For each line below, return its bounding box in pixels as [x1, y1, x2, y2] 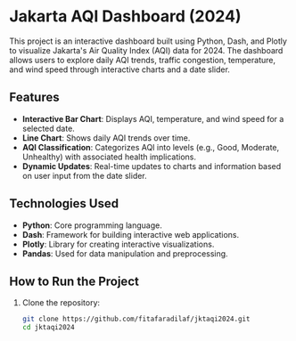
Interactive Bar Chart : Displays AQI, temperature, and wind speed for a [21, 113, 284, 124]
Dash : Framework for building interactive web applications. [21, 229, 239, 240]
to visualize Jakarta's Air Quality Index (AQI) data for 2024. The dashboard [9, 45, 284, 55]
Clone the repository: [21, 297, 101, 308]
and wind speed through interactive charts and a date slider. [9, 64, 230, 75]
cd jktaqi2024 [21, 323, 75, 332]
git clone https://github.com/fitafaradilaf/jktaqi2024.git [21, 314, 251, 324]
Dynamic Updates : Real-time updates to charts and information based [21, 160, 282, 171]
